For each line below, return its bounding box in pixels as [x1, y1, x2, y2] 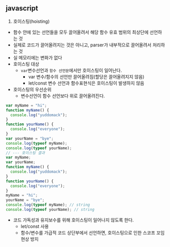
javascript [6, 4, 39, 13]
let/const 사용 [20, 223, 49, 229]
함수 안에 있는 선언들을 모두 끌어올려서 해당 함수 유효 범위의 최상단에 [13, 29, 149, 35]
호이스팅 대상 [13, 61, 40, 67]
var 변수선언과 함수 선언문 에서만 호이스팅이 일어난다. [20, 67, 122, 73]
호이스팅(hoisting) [13, 18, 50, 24]
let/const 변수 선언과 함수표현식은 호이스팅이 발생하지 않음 [28, 80, 145, 86]
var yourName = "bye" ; [6, 136, 54, 141]
